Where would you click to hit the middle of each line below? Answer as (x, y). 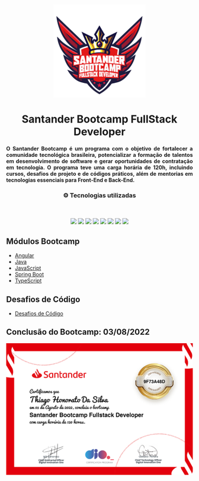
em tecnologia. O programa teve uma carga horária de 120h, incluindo (99, 167)
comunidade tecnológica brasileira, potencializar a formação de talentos (99, 154)
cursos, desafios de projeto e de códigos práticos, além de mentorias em (99, 173)
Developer (99, 132)
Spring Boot (29, 275)
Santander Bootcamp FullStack (99, 119)
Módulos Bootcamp (43, 241)
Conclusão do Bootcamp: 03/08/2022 (78, 332)
